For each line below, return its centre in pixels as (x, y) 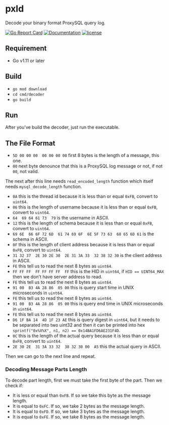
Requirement (26, 48)
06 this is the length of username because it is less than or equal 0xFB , (85, 207)
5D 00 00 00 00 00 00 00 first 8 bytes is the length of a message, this (86, 155)
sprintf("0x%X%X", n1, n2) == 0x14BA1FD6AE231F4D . (66, 331)
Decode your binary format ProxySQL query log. (55, 23)
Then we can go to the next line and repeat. (50, 356)
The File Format (30, 143)
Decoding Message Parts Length (46, 369)
